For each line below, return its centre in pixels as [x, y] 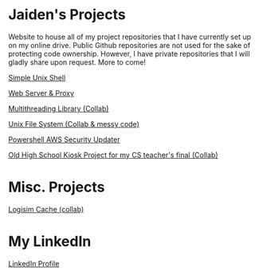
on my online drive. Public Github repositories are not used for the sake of [129, 45]
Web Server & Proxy [41, 93]
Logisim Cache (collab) [46, 209]
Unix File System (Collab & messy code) [74, 124]
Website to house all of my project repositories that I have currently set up [130, 37]
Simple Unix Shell [37, 77]
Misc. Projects [57, 187]
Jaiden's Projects [67, 15]
